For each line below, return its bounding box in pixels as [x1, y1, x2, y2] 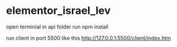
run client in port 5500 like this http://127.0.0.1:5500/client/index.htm [6, 34, 171, 41]
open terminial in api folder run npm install [6, 23, 109, 30]
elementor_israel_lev [6, 4, 111, 17]
